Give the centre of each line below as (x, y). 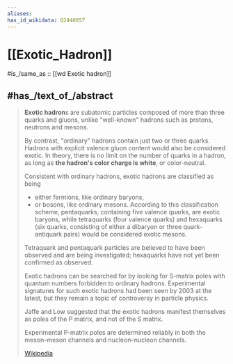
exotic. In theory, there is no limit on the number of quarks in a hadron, (125, 156)
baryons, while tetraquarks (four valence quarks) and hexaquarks (128, 219)
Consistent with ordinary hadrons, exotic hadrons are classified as (119, 176)
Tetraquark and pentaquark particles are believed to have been (114, 248)
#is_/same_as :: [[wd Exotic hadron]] (59, 74)
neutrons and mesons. (56, 127)
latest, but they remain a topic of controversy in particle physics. (116, 298)
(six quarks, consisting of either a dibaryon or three (108, 227)
